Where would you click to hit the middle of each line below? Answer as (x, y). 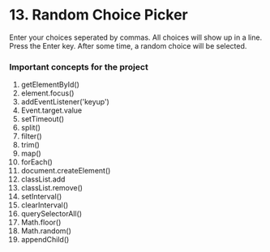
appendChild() (45, 240)
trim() (30, 145)
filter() (32, 136)
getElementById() (50, 85)
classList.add (43, 179)
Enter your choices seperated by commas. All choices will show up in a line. (136, 37)
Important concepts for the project (79, 66)
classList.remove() (52, 188)
